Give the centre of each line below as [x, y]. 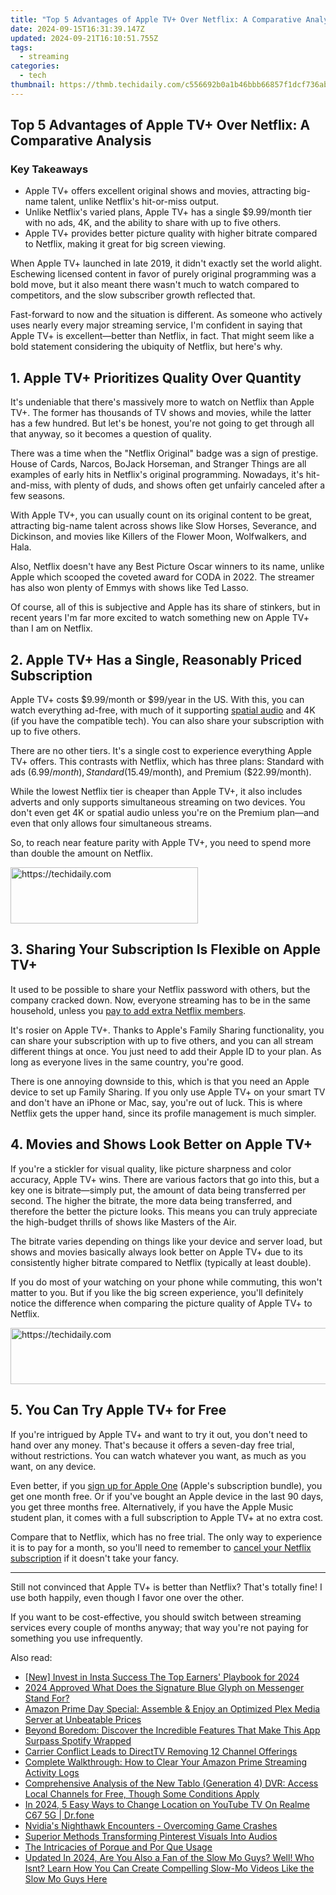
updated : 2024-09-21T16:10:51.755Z [84, 38]
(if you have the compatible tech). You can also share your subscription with [167, 721]
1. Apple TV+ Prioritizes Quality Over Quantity [156, 377]
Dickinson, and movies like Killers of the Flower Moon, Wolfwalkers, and [158, 537]
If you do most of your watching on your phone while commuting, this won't [166, 1282]
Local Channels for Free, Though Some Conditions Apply [142, 1793]
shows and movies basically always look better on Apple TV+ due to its [156, 1252]
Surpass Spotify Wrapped [78, 1740]
